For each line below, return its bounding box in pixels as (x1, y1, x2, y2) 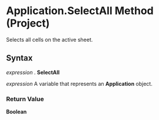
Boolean (6, 108, 27, 115)
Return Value (6, 95, 44, 103)
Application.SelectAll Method (6, 4, 154, 18)
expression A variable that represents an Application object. (6, 80, 153, 87)
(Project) (6, 16, 50, 30)
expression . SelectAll (6, 69, 60, 76)
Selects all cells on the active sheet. (6, 36, 93, 43)
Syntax (6, 53, 33, 63)
